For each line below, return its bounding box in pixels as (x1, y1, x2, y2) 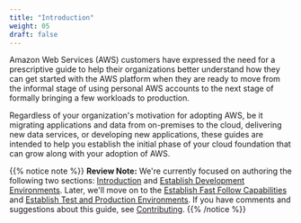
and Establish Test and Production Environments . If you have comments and (9, 194, 291, 205)
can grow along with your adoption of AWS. (9, 148, 171, 159)
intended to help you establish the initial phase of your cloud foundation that (9, 138, 292, 149)
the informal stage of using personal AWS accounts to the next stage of (9, 83, 274, 94)
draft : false (9, 30, 58, 39)
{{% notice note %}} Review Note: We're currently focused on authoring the (9, 165, 292, 176)
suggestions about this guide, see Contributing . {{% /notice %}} (9, 204, 247, 215)
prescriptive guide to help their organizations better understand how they (9, 64, 280, 75)
